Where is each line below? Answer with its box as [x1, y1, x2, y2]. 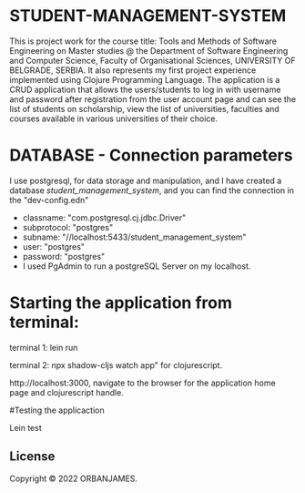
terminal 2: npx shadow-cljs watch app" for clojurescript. [9, 359, 223, 370]
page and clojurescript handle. [9, 386, 125, 397]
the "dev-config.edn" [9, 194, 89, 205]
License [9, 448, 56, 465]
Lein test [9, 422, 43, 433]
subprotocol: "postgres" [22, 221, 114, 232]
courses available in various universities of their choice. [9, 113, 219, 124]
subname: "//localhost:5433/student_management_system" [22, 231, 248, 242]
